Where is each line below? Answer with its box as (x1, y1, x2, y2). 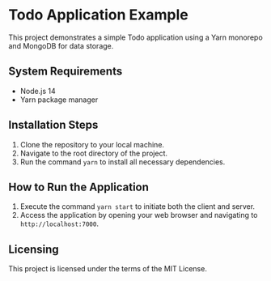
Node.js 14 (19, 86, 56, 96)
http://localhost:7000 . (19, 219, 100, 228)
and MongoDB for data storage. (8, 40, 114, 50)
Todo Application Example (8, 6, 188, 24)
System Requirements (8, 65, 123, 79)
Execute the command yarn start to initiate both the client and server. (19, 202, 256, 211)
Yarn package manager (19, 95, 99, 104)
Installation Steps (8, 118, 99, 132)
